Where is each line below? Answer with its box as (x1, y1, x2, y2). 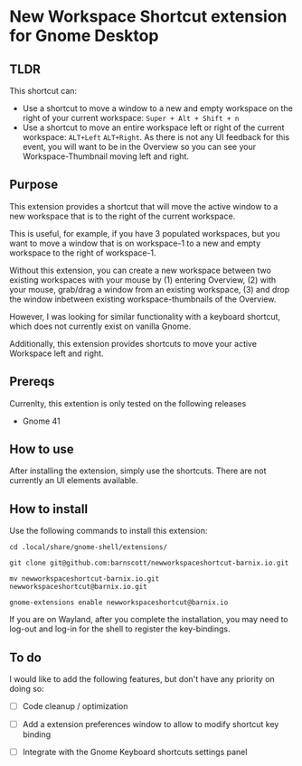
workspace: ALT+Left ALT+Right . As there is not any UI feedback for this (22, 132, 290, 142)
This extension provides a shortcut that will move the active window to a (9, 201, 278, 211)
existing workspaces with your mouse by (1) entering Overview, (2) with (9, 274, 277, 285)
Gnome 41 (22, 416, 61, 426)
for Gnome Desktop (9, 25, 159, 46)
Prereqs (9, 374, 55, 389)
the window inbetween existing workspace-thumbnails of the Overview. (9, 294, 277, 304)
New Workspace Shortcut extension (9, 6, 288, 27)
